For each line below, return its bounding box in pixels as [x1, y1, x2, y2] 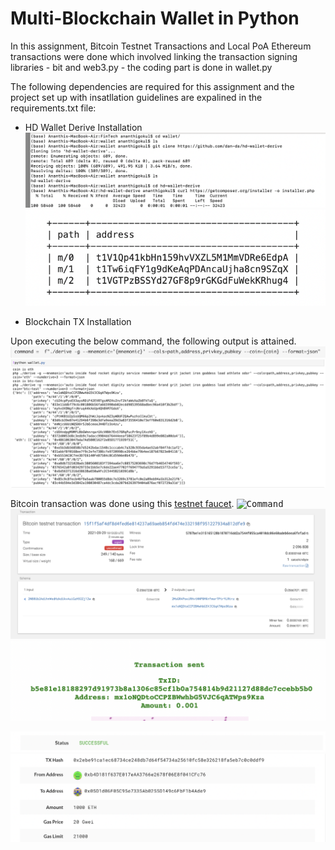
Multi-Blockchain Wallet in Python [10, 7, 300, 30]
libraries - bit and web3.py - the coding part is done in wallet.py [10, 61, 273, 73]
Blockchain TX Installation [24, 315, 132, 327]
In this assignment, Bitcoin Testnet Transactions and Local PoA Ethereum [10, 40, 312, 52]
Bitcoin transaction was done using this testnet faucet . [10, 498, 235, 510]
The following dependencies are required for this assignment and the [10, 80, 295, 92]
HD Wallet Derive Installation [24, 121, 143, 133]
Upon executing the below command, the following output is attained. [10, 335, 297, 347]
